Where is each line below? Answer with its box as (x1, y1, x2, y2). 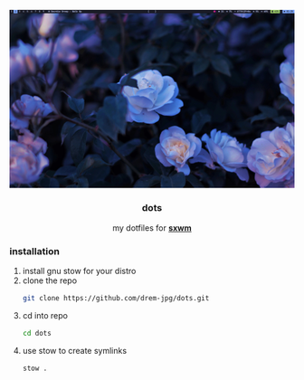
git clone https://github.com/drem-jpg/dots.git (22, 294, 210, 303)
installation (9, 244, 61, 257)
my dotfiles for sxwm (112, 222, 192, 233)
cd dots (22, 328, 52, 337)
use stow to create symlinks (22, 345, 128, 356)
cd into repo (22, 309, 68, 320)
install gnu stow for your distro (22, 266, 137, 277)
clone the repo (22, 275, 78, 286)
